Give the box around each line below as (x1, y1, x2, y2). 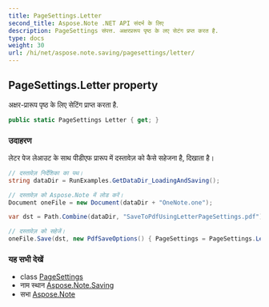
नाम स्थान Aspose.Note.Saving (19, 281, 114, 290)
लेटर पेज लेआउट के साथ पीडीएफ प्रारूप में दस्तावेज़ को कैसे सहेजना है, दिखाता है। (8, 153, 215, 163)
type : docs (8, 34, 45, 42)
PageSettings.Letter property (8, 79, 159, 92)
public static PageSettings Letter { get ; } (8, 115, 159, 124)
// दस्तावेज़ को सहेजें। (8, 228, 66, 236)
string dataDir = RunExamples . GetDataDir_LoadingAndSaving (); (8, 176, 220, 184)
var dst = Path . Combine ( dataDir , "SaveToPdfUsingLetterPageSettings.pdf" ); (8, 213, 267, 221)
